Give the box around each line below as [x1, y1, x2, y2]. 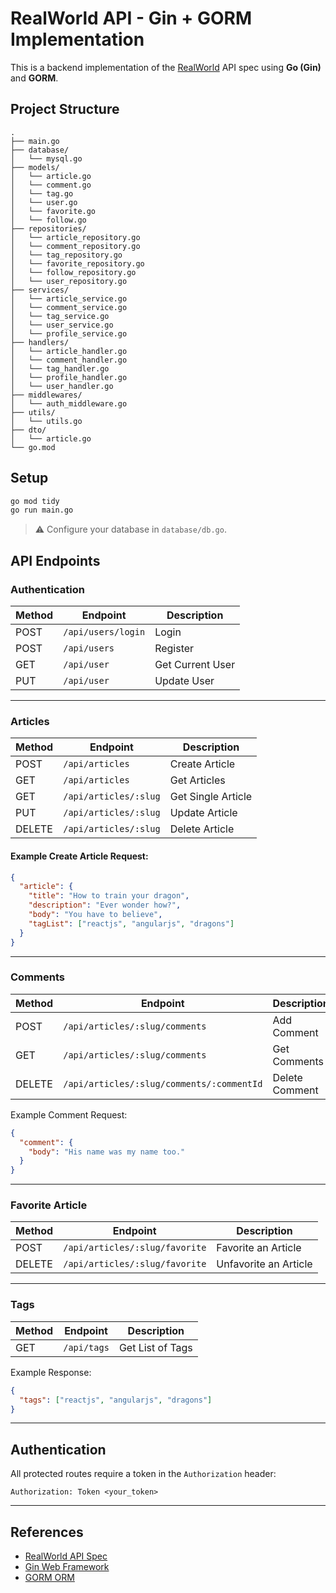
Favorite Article [10, 1198, 88, 1212]
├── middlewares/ [10, 390, 83, 400]
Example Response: [10, 1366, 92, 1378]
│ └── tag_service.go [10, 311, 110, 321]
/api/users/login [63, 627, 146, 637]
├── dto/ [10, 425, 47, 435]
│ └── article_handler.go [10, 346, 128, 356]
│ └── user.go [10, 197, 78, 207]
